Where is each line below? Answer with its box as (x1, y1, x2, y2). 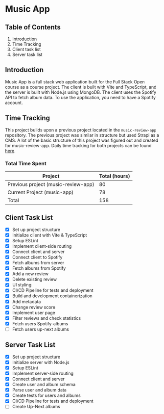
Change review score (12, 304, 55, 310)
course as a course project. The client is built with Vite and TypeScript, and (5, 84, 157, 90)
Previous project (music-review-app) (7, 181, 94, 187)
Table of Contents (5, 23, 61, 31)
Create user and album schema (12, 382, 76, 388)
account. (5, 100, 23, 105)
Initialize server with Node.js (12, 359, 70, 365)
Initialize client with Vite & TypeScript (12, 232, 87, 238)
